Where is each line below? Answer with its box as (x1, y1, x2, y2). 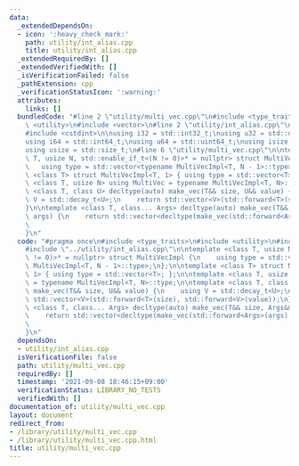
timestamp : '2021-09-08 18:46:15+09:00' (17, 378, 169, 387)
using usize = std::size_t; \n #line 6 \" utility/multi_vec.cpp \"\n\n (25, 145, 285, 154)
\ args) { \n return (25, 211, 109, 221)
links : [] (25, 104, 62, 113)
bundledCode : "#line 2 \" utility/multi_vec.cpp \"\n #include (17, 112, 245, 121)
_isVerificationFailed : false (17, 71, 129, 80)
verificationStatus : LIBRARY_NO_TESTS (17, 386, 162, 395)
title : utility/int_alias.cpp (25, 46, 138, 55)
